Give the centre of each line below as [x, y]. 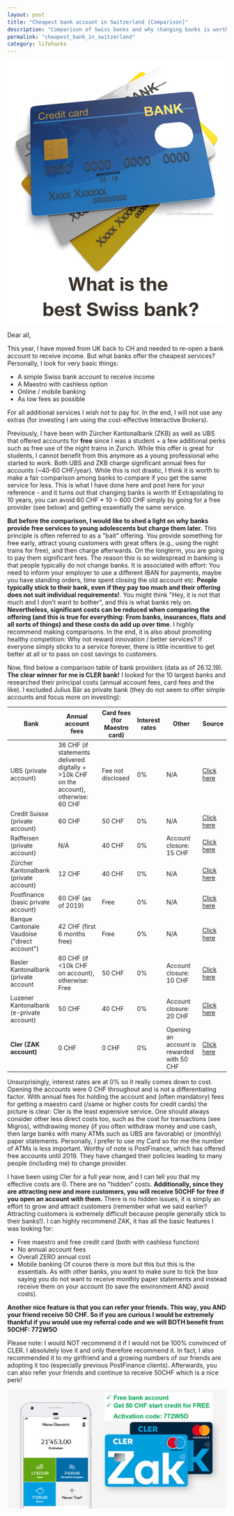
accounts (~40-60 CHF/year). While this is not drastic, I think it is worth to [114, 471]
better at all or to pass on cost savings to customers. [83, 654]
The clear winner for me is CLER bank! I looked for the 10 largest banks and [117, 675]
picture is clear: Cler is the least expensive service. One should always [108, 1111]
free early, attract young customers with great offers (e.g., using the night [113, 543]
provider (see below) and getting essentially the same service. [97, 508]
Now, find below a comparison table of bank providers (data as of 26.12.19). [115, 668]
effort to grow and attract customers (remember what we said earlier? [107, 1206]
